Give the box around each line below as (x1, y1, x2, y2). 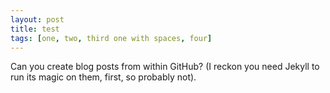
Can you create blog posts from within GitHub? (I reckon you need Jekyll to (10, 61, 320, 73)
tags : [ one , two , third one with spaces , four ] (10, 33, 213, 43)
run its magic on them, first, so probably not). (10, 71, 197, 83)
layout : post (10, 14, 65, 25)
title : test (10, 24, 60, 34)
